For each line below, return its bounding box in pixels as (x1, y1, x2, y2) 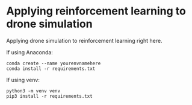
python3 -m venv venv (6, 87, 61, 94)
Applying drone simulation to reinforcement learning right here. (6, 37, 163, 44)
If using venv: (6, 76, 40, 83)
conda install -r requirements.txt (6, 65, 96, 72)
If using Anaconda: (6, 48, 53, 56)
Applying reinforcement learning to (6, 4, 187, 18)
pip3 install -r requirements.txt (6, 93, 93, 99)
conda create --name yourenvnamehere (6, 60, 101, 66)
